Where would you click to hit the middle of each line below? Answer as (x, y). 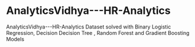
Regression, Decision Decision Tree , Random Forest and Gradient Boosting (98, 32)
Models (15, 39)
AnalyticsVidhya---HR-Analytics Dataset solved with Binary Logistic (89, 27)
